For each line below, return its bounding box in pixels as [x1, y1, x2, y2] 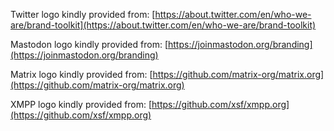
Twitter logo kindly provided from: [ [10, 9, 156, 20]
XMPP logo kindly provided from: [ [10, 99, 153, 110]
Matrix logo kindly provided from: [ [10, 69, 153, 80]
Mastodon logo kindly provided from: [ [10, 39, 168, 50]
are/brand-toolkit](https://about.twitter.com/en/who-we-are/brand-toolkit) [10, 19, 317, 31]
